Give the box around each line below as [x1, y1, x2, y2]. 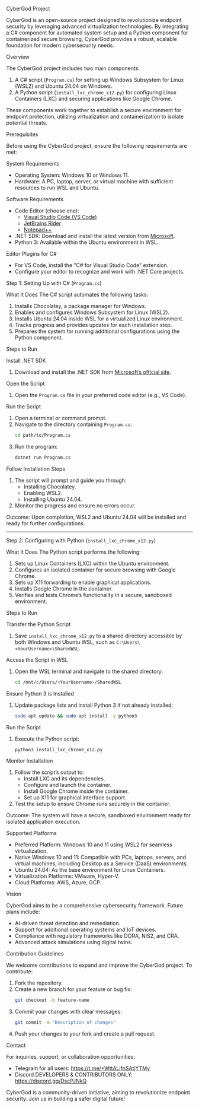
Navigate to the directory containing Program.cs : [14, 421, 132, 428]
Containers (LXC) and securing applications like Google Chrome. [14, 95, 173, 102]
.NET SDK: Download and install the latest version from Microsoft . [14, 233, 175, 239]
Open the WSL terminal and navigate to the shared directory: [14, 668, 163, 675]
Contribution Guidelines [6, 950, 64, 957]
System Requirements [6, 160, 60, 167]
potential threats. [6, 119, 47, 126]
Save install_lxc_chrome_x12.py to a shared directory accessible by [14, 632, 182, 639]
